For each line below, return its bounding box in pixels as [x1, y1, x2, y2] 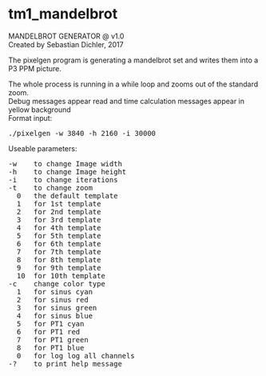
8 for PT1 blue [16, 343, 85, 352]
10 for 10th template [16, 271, 105, 280]
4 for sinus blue [16, 311, 93, 320]
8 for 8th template [16, 255, 101, 264]
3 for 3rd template [16, 215, 101, 224]
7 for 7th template [16, 247, 101, 256]
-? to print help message [8, 359, 122, 368]
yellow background [8, 105, 72, 114]
